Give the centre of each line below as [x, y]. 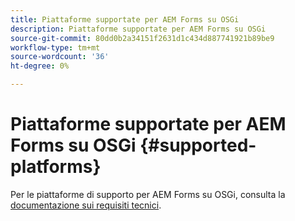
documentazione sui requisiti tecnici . [86, 205]
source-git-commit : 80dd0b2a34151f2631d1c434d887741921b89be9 [142, 38]
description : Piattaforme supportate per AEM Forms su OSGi [138, 29]
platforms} [56, 167]
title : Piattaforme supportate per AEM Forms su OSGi [125, 19]
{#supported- [198, 145]
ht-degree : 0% [40, 66]
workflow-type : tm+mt [55, 47]
